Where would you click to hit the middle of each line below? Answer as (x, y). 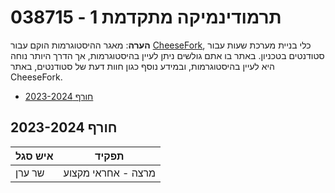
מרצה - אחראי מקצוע (110, 173)
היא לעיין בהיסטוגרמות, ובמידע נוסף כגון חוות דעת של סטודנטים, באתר (142, 66)
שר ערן (30, 173)
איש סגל (34, 156)
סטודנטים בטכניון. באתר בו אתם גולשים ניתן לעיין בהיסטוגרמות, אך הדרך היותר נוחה (167, 55)
